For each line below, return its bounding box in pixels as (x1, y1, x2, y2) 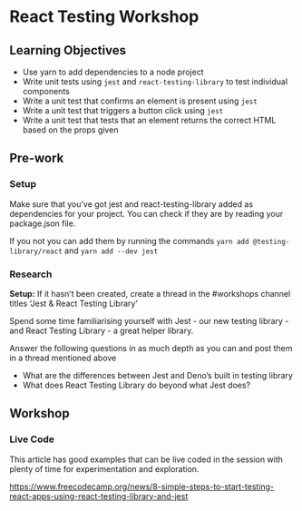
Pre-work (9, 151, 64, 166)
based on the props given (22, 124, 119, 135)
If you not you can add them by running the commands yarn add (9, 235, 249, 246)
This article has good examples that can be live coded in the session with (9, 454, 284, 465)
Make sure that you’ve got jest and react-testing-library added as (9, 198, 254, 210)
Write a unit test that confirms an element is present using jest (22, 95, 258, 106)
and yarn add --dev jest (64, 245, 159, 256)
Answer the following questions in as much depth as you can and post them (9, 342, 293, 353)
